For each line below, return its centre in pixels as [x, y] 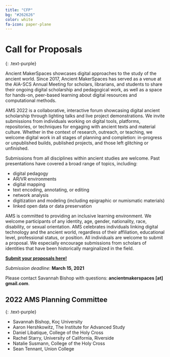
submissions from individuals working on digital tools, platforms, [73, 121]
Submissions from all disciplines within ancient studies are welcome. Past [82, 158]
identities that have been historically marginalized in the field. [70, 248]
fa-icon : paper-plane [28, 24]
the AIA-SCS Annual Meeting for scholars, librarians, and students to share [84, 84]
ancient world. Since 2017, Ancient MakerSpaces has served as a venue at [83, 79]
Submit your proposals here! [36, 259]
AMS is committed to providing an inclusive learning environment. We [78, 216]
